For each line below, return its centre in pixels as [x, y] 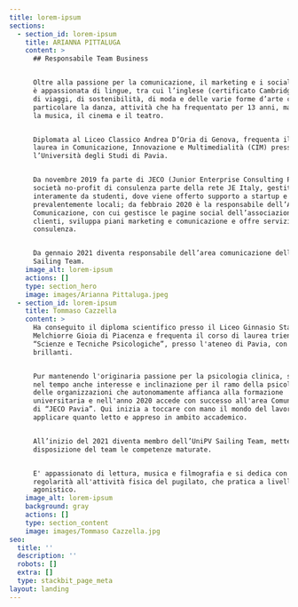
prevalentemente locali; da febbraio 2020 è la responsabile [148, 204]
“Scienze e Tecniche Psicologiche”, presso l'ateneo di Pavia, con [160, 344]
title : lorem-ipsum [45, 17]
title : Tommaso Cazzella [71, 311]
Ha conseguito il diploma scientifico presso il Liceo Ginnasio [154, 328]
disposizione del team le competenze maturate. [122, 450]
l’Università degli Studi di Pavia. [100, 156]
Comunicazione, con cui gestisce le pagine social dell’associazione [164, 213]
